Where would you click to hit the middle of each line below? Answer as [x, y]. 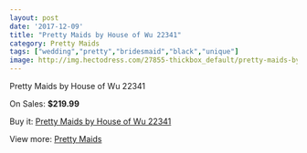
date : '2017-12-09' [47, 26]
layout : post [34, 18]
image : [22, 60]
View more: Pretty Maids [56, 139]
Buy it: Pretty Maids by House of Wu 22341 [90, 121]
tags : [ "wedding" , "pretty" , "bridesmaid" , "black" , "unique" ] [124, 52]
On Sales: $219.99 [45, 104]
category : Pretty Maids [55, 43]
